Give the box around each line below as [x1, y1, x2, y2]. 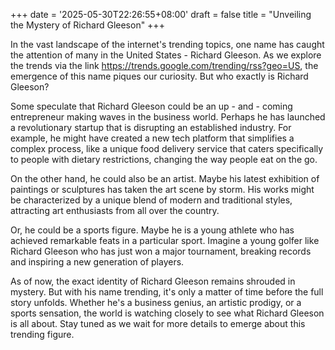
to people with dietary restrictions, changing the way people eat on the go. [10, 154, 318, 165]
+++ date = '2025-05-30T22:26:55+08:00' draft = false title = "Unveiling [10, 9, 312, 20]
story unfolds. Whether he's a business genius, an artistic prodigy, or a [10, 297, 302, 308]
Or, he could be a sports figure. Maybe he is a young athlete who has [10, 224, 295, 236]
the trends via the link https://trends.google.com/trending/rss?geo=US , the [10, 60, 319, 71]
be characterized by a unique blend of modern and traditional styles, [10, 194, 293, 206]
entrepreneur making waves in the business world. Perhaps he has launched [10, 111, 326, 123]
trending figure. [10, 329, 75, 340]
